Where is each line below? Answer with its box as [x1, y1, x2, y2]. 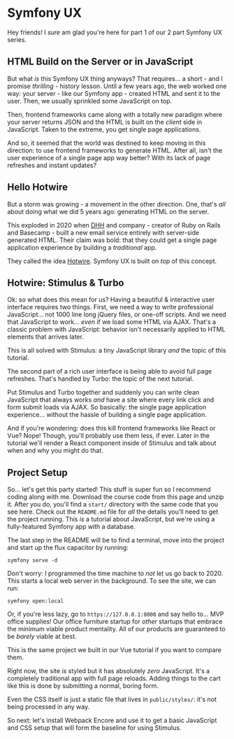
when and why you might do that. [7, 446, 103, 455]
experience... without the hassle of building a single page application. [7, 411, 207, 419]
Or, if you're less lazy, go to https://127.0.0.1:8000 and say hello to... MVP [7, 610, 224, 619]
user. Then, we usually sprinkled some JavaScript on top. [7, 97, 173, 105]
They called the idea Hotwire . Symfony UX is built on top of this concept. [7, 257, 217, 265]
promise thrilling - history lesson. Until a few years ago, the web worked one [7, 82, 227, 90]
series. [7, 35, 27, 43]
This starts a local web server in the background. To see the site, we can [7, 577, 217, 585]
